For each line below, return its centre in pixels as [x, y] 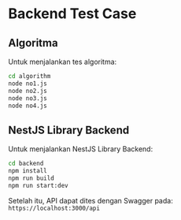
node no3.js [28, 98]
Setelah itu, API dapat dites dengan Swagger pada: [90, 200]
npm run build [31, 178]
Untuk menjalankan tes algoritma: [63, 62]
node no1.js [28, 84]
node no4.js [28, 106]
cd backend [26, 164]
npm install [28, 171]
